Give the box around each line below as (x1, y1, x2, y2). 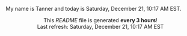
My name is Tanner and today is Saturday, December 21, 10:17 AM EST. (5, 5, 182, 12)
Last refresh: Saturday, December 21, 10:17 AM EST (37, 23, 164, 30)
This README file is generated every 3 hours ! (43, 17, 158, 23)
